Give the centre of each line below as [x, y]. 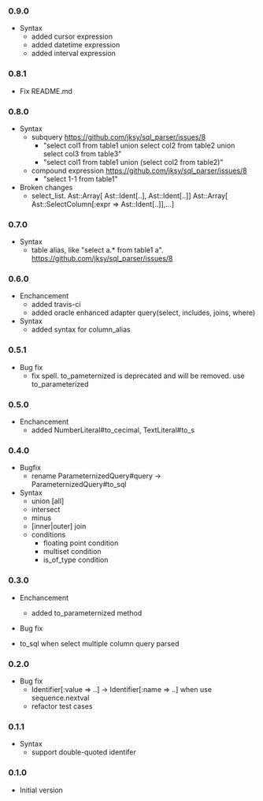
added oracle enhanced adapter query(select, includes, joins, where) [143, 313]
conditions [48, 535]
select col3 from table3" [82, 153]
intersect [46, 510]
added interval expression [74, 54]
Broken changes [46, 187]
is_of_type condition [76, 560]
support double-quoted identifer [83, 752]
